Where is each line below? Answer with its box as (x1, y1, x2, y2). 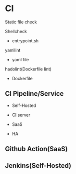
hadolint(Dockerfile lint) (5, 66, 52, 72)
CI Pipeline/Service (5, 89, 64, 98)
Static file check (5, 19, 37, 25)
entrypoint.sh (12, 37, 39, 44)
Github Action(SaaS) (5, 145, 68, 153)
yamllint (5, 47, 21, 53)
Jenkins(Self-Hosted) (5, 161, 72, 170)
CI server (12, 112, 30, 118)
